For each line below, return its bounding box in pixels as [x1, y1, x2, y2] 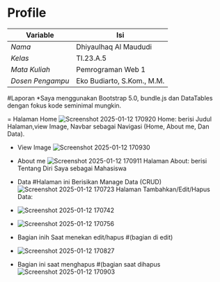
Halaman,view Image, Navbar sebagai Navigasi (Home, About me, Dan [7, 122, 210, 131]
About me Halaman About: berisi [17, 156, 207, 165]
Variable [25, 30, 54, 40]
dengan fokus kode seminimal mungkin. [7, 101, 122, 110]
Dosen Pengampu [10, 75, 70, 85]
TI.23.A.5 [76, 53, 107, 63]
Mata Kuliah [10, 64, 51, 74]
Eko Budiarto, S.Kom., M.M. [76, 75, 165, 85]
